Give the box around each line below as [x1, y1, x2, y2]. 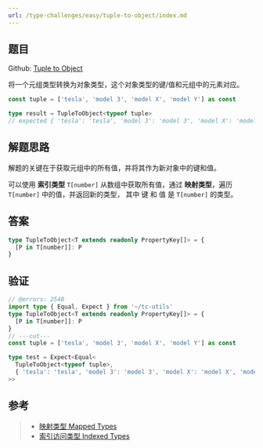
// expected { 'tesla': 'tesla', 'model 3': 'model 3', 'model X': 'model [8, 117, 258, 126]
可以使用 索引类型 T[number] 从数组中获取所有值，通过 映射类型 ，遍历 [8, 180, 233, 189]
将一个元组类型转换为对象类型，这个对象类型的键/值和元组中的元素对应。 [8, 80, 244, 89]
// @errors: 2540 [8, 296, 65, 304]
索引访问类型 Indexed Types [38, 431, 131, 440]
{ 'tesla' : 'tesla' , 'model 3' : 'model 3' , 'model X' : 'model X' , [15, 368, 236, 376]
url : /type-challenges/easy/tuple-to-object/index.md [8, 11, 188, 20]
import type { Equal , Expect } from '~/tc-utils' [8, 303, 174, 311]
